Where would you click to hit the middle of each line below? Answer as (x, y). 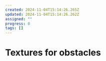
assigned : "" (19, 19)
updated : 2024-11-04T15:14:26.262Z (42, 14)
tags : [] (14, 28)
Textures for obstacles (53, 53)
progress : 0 (17, 24)
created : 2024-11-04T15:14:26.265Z (42, 10)
